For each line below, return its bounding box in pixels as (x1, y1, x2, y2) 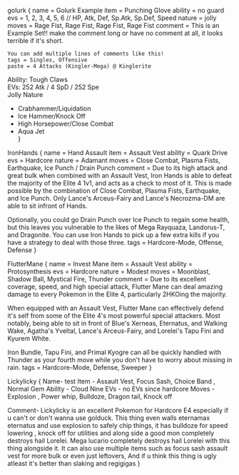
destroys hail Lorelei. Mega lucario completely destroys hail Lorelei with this (7, 436, 230, 445)
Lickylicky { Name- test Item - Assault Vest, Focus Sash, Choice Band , (7, 377, 216, 385)
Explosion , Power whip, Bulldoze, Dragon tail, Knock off (7, 392, 173, 401)
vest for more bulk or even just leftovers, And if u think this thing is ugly (7, 451, 217, 460)
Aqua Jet (17, 127, 45, 135)
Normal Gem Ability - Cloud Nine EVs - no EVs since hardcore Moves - (7, 385, 215, 393)
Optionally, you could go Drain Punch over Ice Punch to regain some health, (7, 216, 230, 224)
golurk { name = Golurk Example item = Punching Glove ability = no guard (7, 6, 225, 14)
